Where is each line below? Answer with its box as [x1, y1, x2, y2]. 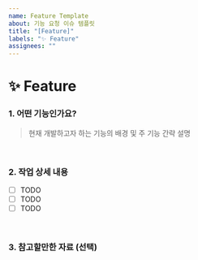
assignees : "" [8, 42, 57, 50]
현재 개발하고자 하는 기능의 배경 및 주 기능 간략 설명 [28, 128, 191, 138]
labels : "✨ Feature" [8, 34, 80, 43]
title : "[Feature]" [8, 27, 75, 35]
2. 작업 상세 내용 [8, 166, 69, 177]
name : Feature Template [8, 11, 89, 20]
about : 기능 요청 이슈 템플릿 [8, 19, 96, 28]
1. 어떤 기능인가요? [8, 108, 77, 119]
